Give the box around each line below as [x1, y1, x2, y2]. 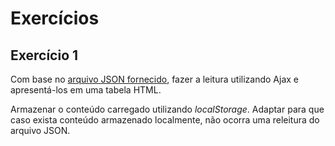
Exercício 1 [10, 47, 79, 64]
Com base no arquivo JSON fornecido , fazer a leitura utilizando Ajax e [10, 73, 300, 85]
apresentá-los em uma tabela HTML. [10, 84, 162, 96]
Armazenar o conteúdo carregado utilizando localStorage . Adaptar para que [10, 103, 325, 115]
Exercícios [10, 7, 100, 30]
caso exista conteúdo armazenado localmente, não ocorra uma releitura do [10, 114, 320, 126]
